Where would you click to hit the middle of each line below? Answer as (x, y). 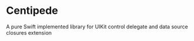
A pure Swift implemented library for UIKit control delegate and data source (97, 27)
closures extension (29, 32)
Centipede (32, 11)
